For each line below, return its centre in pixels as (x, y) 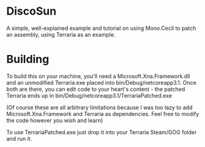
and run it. (19, 138)
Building (28, 59)
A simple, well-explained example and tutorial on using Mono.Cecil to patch (101, 28)
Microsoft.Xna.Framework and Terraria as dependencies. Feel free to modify (103, 113)
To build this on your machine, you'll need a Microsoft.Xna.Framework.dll (98, 76)
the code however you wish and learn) (55, 120)
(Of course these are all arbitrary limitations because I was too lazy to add (99, 107)
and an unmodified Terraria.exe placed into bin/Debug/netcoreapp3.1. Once (102, 82)
